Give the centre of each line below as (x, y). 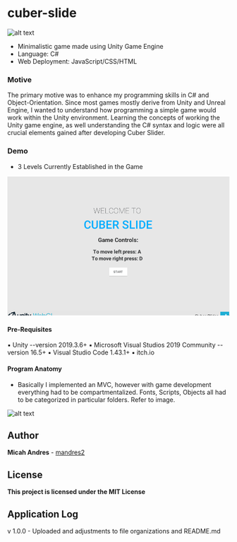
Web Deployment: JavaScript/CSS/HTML (77, 61)
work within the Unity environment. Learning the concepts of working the (114, 117)
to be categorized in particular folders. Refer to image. (96, 399)
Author (23, 436)
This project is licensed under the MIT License (77, 492)
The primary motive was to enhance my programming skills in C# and (108, 95)
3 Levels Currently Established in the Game (80, 166)
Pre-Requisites (30, 329)
